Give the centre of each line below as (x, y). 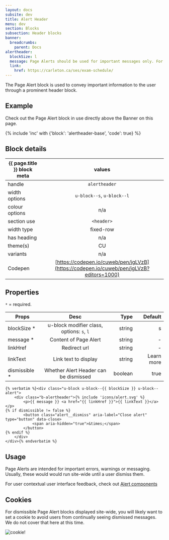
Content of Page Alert (75, 340)
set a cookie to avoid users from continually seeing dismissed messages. (81, 517)
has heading (22, 238)
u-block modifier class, (75, 326)
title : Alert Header (27, 19)
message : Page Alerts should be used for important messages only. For (87, 61)
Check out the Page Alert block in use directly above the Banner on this (79, 118)
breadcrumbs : (23, 43)
